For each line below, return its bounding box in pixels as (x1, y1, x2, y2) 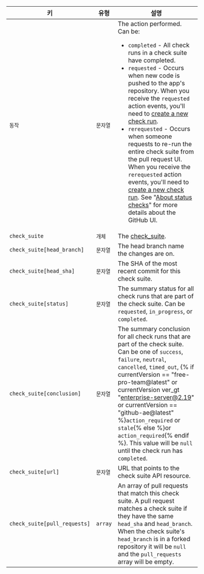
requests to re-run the (127, 140, 192, 148)
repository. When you (127, 86, 190, 95)
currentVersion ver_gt (117, 386, 180, 394)
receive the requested (127, 94, 190, 102)
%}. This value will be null (117, 439, 193, 447)
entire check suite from (127, 147, 194, 156)
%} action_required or (117, 416, 181, 424)
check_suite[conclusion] (9, 390, 81, 397)
